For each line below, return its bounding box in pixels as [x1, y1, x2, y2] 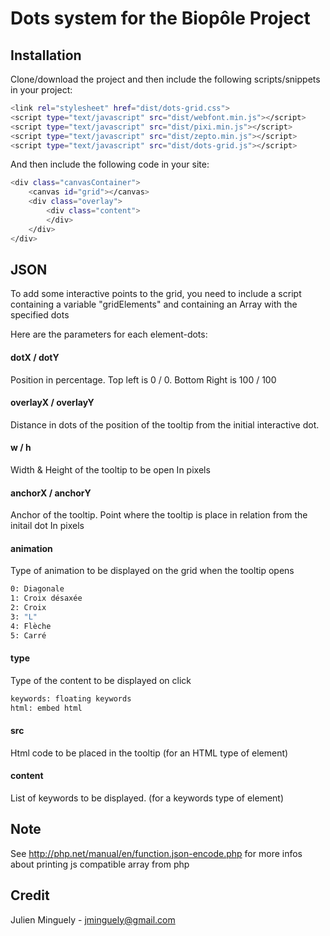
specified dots [10, 309, 70, 321]
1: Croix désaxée [10, 593, 83, 604]
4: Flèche [10, 621, 52, 631]
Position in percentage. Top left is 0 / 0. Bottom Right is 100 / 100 [10, 373, 277, 386]
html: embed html [10, 703, 83, 713]
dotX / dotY [10, 351, 60, 363]
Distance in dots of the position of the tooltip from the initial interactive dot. [10, 418, 320, 431]
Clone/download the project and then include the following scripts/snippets [10, 73, 321, 85]
